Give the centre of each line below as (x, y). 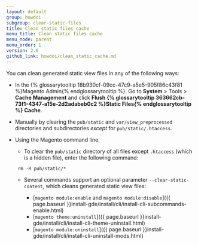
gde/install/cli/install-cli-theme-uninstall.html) (89, 223)
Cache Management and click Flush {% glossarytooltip (85, 97)
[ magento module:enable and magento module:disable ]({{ (102, 197)
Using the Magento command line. (57, 140)
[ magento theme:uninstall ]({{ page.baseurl (86, 216)
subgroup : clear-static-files (44, 23)
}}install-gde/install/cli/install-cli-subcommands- (127, 204)
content (33, 186)
